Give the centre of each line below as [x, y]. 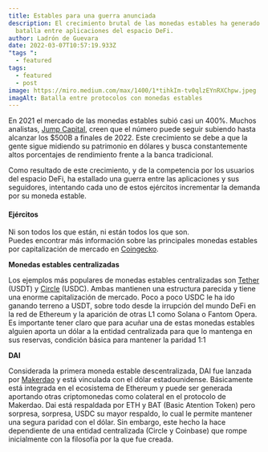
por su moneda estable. [47, 196]
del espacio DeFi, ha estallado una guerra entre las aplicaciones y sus [124, 179]
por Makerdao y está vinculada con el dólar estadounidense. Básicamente [131, 380]
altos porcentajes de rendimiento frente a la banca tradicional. [111, 155]
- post [26, 83]
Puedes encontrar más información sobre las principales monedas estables [133, 241]
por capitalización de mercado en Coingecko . [83, 249]
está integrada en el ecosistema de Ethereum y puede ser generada [120, 388]
